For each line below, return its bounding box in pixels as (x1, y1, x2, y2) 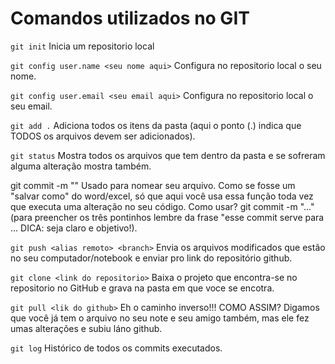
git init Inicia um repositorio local (10, 40, 155, 52)
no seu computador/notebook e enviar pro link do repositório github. (10, 252, 293, 264)
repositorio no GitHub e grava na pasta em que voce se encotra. (10, 282, 275, 294)
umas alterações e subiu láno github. (10, 322, 163, 334)
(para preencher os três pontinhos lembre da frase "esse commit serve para (10, 211, 325, 223)
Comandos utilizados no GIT (10, 7, 250, 30)
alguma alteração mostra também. (10, 160, 152, 172)
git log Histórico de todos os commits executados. (10, 342, 223, 354)
